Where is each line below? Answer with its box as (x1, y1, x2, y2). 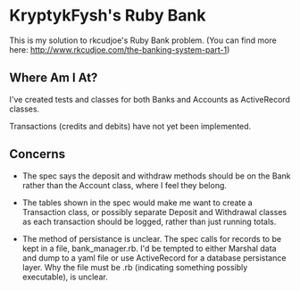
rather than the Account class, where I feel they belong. (21, 179, 228, 190)
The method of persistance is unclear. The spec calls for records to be (21, 233, 282, 244)
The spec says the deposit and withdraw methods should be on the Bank (21, 170, 291, 181)
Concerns (9, 146, 65, 162)
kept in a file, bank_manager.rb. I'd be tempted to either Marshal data (21, 243, 277, 254)
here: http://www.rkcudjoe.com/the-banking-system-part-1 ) (9, 44, 230, 54)
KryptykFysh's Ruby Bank (9, 5, 206, 26)
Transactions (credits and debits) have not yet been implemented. (9, 121, 252, 131)
